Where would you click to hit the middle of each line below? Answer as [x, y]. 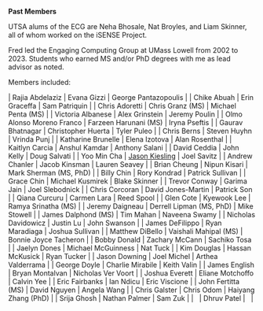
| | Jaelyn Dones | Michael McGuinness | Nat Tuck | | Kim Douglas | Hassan [130, 248]
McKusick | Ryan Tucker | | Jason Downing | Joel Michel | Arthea [113, 256]
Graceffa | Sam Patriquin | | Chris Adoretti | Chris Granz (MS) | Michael [122, 106]
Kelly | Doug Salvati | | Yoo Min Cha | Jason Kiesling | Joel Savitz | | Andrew [130, 156]
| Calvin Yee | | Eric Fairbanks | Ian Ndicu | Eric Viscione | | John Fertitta [124, 281]
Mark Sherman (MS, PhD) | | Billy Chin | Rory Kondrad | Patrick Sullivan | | [127, 173]
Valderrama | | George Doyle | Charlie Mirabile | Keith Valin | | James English [131, 265]
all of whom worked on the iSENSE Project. [78, 35]
